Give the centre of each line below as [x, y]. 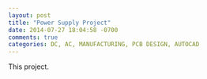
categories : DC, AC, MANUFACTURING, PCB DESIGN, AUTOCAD [104, 45]
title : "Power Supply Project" [60, 23]
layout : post [30, 15]
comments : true [33, 37]
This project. [29, 66]
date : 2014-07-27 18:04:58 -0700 [63, 30]
